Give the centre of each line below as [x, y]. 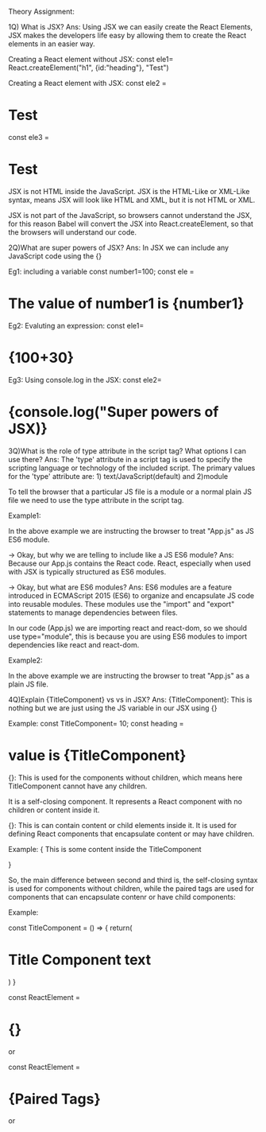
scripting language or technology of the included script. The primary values [132, 468]
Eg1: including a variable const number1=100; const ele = [101, 271]
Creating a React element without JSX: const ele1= [91, 59]
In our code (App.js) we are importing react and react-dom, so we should [128, 628]
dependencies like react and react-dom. [74, 644]
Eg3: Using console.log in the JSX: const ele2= [85, 379]
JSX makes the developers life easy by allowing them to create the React [127, 35]
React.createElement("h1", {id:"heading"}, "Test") [89, 68]
